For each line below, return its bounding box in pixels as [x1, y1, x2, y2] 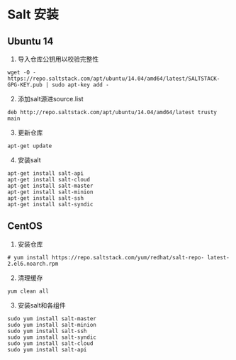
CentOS [7, 220, 43, 232]
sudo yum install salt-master [7, 315, 97, 322]
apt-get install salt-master [7, 182, 94, 189]
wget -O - [7, 69, 37, 76]
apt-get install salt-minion [7, 189, 94, 196]
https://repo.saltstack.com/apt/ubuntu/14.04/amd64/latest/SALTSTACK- [7, 75, 220, 82]
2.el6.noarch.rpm [7, 260, 59, 267]
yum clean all [7, 288, 50, 295]
